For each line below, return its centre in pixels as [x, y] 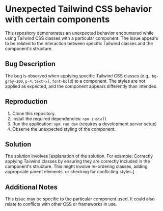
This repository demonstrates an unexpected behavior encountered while [79, 33]
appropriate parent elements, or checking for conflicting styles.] [70, 172]
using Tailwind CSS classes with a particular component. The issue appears [82, 38]
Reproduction [27, 102]
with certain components [57, 19]
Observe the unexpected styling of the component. [64, 129]
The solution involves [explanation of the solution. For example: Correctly [79, 156]
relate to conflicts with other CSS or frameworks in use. [61, 204]
